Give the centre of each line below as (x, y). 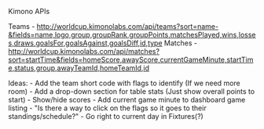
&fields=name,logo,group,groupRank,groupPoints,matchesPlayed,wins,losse (132, 35)
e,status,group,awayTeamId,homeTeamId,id (79, 68)
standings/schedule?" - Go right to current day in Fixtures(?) (106, 116)
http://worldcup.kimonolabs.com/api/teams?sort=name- (127, 26)
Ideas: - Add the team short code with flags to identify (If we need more (125, 83)
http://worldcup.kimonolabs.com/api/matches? (84, 51)
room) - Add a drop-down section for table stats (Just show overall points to (132, 91)
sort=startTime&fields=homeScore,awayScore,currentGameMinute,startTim (131, 59)
